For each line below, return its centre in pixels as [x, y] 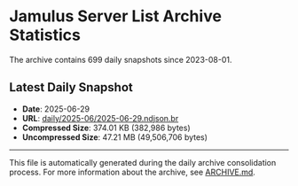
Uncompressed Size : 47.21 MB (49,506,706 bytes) [115, 137]
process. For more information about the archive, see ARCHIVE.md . [132, 172]
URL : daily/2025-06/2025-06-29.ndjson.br [100, 118]
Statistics [45, 35]
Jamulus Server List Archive [115, 16]
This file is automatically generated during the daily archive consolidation [143, 162]
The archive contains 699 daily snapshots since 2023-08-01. [121, 59]
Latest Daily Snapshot [71, 87]
